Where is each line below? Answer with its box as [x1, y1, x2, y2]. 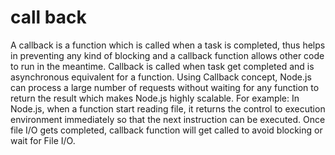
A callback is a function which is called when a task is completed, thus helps [10, 39, 326, 51]
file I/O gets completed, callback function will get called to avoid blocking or [10, 124, 323, 136]
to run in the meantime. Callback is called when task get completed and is [10, 60, 315, 72]
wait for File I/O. [10, 134, 76, 146]
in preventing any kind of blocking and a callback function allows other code [10, 49, 325, 61]
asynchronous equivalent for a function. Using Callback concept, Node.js [10, 71, 312, 83]
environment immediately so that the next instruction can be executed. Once [10, 113, 326, 125]
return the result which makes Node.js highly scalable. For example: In [10, 92, 300, 104]
